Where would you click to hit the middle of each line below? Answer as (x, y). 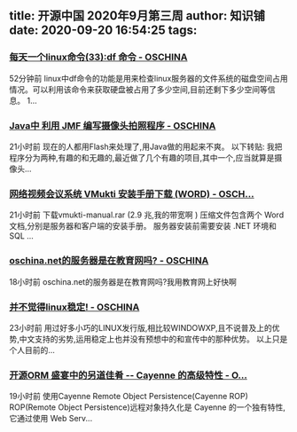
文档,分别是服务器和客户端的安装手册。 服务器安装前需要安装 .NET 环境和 (143, 226)
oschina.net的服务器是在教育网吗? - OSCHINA (109, 261)
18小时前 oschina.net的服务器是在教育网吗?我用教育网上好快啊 (123, 281)
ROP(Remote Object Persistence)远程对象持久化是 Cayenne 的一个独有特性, (147, 407)
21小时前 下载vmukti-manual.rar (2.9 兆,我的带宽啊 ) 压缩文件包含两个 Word (147, 215)
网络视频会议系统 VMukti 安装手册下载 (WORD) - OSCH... (132, 193)
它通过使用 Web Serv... (51, 419)
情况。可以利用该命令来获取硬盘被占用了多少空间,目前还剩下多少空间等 (139, 89)
